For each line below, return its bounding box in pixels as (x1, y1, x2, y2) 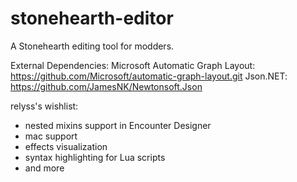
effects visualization (24, 140, 108, 152)
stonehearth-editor (10, 7, 174, 30)
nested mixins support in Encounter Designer (24, 119, 212, 131)
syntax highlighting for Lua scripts (24, 151, 166, 163)
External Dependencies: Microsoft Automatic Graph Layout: (10, 59, 256, 71)
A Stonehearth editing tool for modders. (10, 40, 175, 52)
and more (24, 162, 65, 174)
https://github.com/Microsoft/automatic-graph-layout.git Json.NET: (10, 70, 288, 82)
